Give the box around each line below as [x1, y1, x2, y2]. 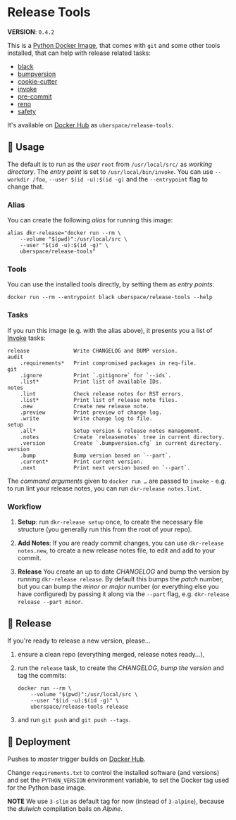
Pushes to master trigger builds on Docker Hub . [7, 755, 146, 763]
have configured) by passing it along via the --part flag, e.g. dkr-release [17, 589, 230, 598]
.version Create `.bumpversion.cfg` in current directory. [20, 439, 222, 447]
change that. [7, 182, 44, 191]
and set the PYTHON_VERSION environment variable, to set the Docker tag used [7, 776, 230, 784]
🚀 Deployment [7, 736, 70, 748]
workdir [7, 176, 30, 183]
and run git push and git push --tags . [17, 715, 131, 724]
